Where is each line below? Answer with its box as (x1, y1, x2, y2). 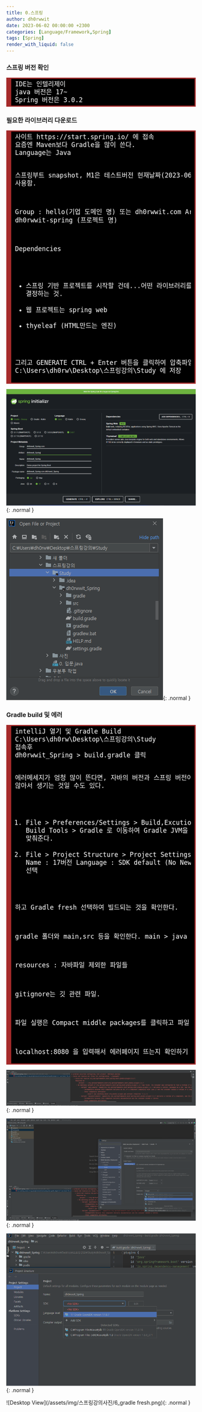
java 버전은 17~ (14, 87, 68, 96)
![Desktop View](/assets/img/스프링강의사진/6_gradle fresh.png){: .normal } (6, 1399, 191, 1407)
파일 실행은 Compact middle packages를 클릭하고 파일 (14, 1019, 190, 1027)
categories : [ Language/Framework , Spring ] (6, 29, 112, 35)
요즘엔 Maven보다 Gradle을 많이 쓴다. (14, 141, 136, 149)
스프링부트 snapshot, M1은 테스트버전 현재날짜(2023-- (14, 171, 196, 179)
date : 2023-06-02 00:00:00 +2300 (6, 22, 90, 28)
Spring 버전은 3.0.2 (14, 96, 83, 104)
